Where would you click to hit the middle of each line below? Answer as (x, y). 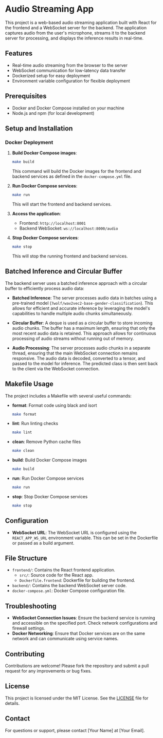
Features (19, 53)
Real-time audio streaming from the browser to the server (70, 65)
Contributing (25, 654)
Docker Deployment (29, 142)
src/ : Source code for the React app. (56, 575)
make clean (23, 451)
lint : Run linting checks (35, 423)
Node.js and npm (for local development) (53, 113)
